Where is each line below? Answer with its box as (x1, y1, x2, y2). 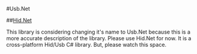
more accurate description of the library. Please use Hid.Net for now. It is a (6, 35, 192, 41)
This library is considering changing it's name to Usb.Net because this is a (6, 28, 191, 35)
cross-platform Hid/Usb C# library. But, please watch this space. (6, 41, 167, 48)
